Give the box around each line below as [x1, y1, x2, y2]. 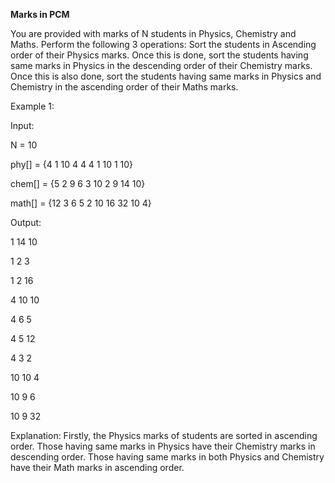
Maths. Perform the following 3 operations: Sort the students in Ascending [10, 39, 317, 50]
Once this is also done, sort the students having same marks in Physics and [10, 70, 322, 82]
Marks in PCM [10, 9, 70, 20]
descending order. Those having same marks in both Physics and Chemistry [10, 451, 325, 463]
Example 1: [10, 100, 55, 112]
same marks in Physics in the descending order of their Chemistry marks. [10, 60, 313, 71]
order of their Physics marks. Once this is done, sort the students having [10, 49, 309, 61]
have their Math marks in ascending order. [10, 462, 185, 473]
